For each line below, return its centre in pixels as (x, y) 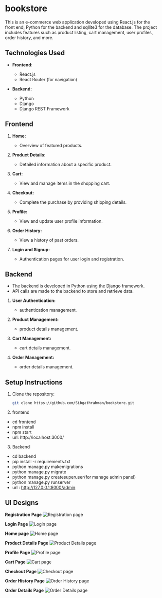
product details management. (49, 329)
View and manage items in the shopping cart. (65, 183)
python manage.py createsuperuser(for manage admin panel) (74, 477)
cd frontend (24, 422)
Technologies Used (35, 53)
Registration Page (24, 514)
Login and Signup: (31, 249)
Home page (17, 534)
